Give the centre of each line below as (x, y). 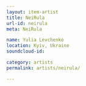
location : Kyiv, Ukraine (38, 46)
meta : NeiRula (24, 29)
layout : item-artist (33, 12)
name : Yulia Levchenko (35, 40)
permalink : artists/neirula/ (43, 68)
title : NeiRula (26, 18)
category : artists (30, 62)
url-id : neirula (27, 23)
